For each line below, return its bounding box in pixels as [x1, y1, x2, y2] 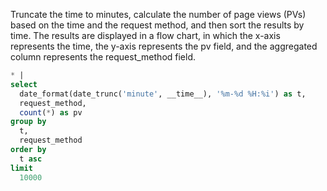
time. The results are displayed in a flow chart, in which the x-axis [10, 30, 281, 41]
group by [10, 117, 47, 127]
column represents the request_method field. [10, 51, 197, 63]
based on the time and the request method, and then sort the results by [10, 19, 305, 31]
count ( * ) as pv [19, 107, 83, 118]
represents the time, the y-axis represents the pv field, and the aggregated [10, 40, 318, 52]
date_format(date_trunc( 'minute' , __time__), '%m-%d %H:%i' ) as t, [19, 89, 307, 99]
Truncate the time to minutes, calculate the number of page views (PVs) [10, 9, 307, 20]
